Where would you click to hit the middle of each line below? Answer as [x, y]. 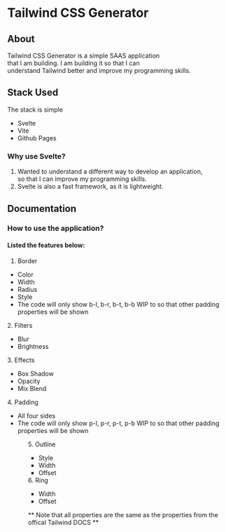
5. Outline [42, 444]
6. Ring [38, 480]
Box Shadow [35, 373]
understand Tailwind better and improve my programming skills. [99, 71]
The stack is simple [35, 109]
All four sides [36, 415]
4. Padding [23, 402]
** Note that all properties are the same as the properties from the [123, 514]
